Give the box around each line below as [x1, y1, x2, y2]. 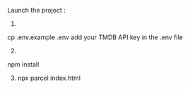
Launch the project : [7, 6, 66, 14]
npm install [7, 60, 40, 69]
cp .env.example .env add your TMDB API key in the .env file [7, 33, 184, 41]
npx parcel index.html [17, 74, 81, 82]
